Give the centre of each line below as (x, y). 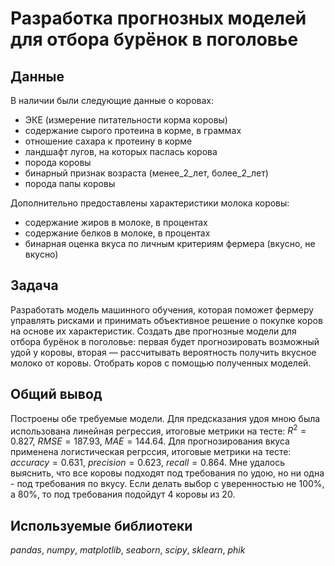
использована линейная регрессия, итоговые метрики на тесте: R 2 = (158, 430)
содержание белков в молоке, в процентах (117, 233)
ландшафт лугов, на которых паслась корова (121, 151)
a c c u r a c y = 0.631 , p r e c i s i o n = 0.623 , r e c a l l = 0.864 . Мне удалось (148, 463)
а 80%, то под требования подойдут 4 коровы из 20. (123, 494)
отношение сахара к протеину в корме (108, 141)
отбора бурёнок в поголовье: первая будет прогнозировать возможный (165, 341)
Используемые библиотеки (101, 525)
